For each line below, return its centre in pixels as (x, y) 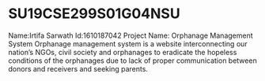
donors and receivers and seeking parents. (78, 68)
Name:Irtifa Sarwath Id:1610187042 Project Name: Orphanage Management (131, 35)
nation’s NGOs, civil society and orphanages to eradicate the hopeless (123, 52)
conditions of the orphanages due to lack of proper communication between (132, 61)
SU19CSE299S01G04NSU (94, 14)
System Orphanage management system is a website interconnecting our (128, 43)
